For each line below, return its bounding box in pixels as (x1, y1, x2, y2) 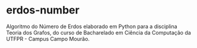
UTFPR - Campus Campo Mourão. (6, 35, 90, 42)
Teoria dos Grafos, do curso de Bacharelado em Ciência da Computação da (6, 29, 191, 36)
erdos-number (6, 4, 80, 17)
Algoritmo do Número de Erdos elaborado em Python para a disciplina (6, 23, 177, 30)
